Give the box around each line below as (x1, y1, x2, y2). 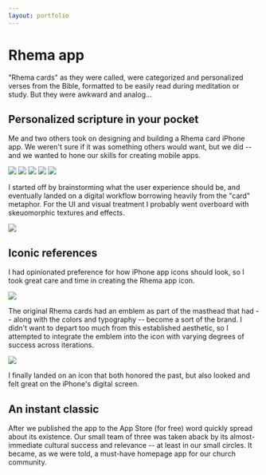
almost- (229, 432, 256, 441)
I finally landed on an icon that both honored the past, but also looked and (8, 370, 251, 380)
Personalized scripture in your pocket (8, 113, 199, 126)
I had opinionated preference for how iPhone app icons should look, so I (8, 267, 244, 277)
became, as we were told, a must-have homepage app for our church (8, 449, 237, 458)
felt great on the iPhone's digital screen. (8, 379, 139, 389)
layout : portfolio (8, 11, 69, 20)
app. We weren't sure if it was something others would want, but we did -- (8, 142, 252, 152)
